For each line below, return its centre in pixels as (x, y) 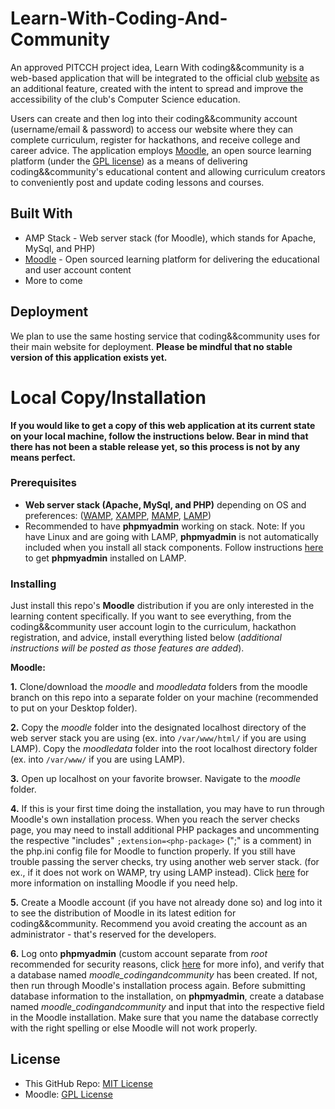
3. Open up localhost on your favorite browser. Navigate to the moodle (155, 779)
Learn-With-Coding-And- (119, 18)
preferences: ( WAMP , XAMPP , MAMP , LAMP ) (118, 515)
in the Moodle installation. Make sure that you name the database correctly (164, 1018)
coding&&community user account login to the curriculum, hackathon (153, 627)
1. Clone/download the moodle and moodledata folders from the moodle (159, 687)
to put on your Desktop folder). (74, 708)
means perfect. (43, 457)
